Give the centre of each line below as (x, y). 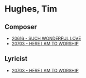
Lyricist (16, 59)
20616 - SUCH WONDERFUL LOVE (46, 38)
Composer (21, 27)
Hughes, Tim (31, 9)
